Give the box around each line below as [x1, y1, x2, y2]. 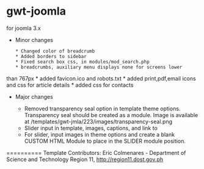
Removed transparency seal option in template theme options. [24, 105, 181, 112]
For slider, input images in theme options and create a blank [24, 131, 175, 138]
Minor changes [15, 36, 54, 43]
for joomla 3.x [6, 24, 42, 32]
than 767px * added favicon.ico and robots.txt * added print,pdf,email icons [6, 74, 197, 82]
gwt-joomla [6, 4, 66, 18]
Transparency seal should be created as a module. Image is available [24, 111, 199, 118]
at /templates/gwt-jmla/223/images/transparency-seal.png [24, 118, 173, 125]
